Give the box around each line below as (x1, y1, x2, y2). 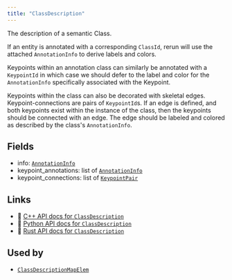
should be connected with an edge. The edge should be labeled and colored (7, 113, 225, 122)
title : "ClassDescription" (7, 10, 85, 17)
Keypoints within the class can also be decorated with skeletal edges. (7, 91, 206, 100)
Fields (7, 141, 35, 153)
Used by (7, 247, 44, 259)
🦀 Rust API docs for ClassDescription (17, 227, 125, 235)
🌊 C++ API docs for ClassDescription (17, 212, 125, 221)
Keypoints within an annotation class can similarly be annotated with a (7, 63, 208, 71)
